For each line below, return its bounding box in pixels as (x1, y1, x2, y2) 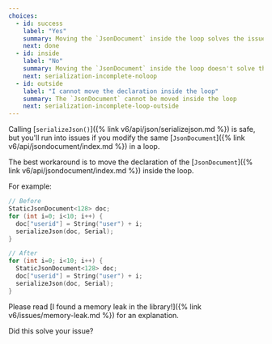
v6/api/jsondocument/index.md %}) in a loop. (8, 142, 160, 151)
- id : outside (15, 79, 63, 87)
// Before (8, 197, 42, 206)
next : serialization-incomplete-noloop (23, 72, 158, 80)
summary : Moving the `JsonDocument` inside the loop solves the (23, 34, 244, 43)
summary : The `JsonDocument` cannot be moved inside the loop (23, 95, 237, 103)
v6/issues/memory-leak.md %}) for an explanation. (8, 310, 180, 320)
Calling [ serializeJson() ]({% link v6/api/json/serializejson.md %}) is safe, (8, 125, 256, 134)
